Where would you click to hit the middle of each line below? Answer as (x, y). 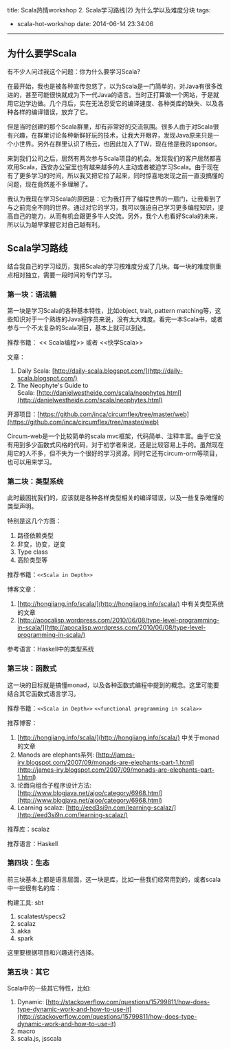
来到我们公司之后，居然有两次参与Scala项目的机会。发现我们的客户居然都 (111, 158)
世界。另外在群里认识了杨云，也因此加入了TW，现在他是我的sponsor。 (120, 144)
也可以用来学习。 (31, 462)
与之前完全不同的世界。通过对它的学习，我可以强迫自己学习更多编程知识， (112, 207)
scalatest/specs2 (42, 916)
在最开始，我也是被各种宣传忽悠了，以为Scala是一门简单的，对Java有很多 (112, 86)
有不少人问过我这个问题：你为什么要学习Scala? (74, 72)
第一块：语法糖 (32, 294)
